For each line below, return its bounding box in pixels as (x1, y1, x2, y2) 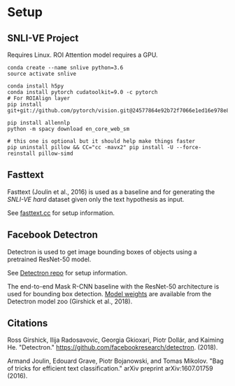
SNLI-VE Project (7, 32, 79, 44)
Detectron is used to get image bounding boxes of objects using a (7, 247, 197, 256)
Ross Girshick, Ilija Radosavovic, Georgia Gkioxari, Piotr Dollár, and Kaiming (7, 336, 224, 344)
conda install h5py (7, 83, 64, 90)
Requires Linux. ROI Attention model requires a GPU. (7, 50, 158, 59)
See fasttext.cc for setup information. (7, 208, 115, 217)
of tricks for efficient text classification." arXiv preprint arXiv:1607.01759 (7, 364, 213, 373)
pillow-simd (38, 150, 73, 157)
